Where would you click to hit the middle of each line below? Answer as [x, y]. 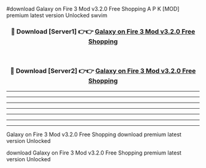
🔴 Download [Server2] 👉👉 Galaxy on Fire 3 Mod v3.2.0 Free [103, 71]
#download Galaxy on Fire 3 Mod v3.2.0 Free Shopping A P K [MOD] [93, 9]
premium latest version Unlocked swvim [57, 15]
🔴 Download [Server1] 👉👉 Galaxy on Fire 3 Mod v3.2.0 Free [103, 31]
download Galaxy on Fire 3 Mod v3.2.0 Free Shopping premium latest [94, 153]
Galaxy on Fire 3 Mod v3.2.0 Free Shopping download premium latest [94, 134]
